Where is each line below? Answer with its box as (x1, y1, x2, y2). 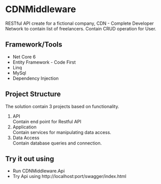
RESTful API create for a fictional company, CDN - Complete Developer (5, 20, 154, 26)
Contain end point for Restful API (12, 118, 82, 124)
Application (12, 124, 37, 130)
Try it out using (5, 154, 54, 163)
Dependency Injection (12, 75, 59, 81)
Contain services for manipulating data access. (12, 129, 112, 135)
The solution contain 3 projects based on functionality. (5, 103, 119, 109)
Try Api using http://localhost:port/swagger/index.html (12, 173, 126, 179)
